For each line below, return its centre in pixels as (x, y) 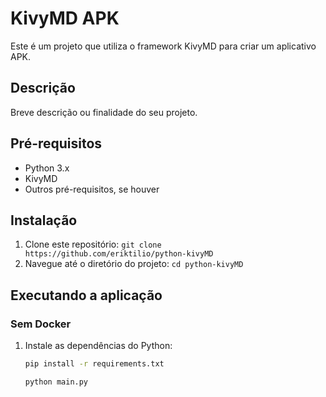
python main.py (56, 382)
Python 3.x (47, 168)
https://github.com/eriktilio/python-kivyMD (119, 254)
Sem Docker (41, 324)
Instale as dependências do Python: (98, 346)
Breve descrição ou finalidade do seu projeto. (104, 112)
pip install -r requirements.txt (94, 364)
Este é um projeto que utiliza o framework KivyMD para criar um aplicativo (163, 46)
